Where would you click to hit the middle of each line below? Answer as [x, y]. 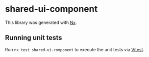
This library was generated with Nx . [41, 22]
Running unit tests [34, 38]
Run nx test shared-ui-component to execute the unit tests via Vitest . [75, 49]
